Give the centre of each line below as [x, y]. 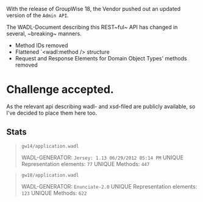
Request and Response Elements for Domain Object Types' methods [101, 58]
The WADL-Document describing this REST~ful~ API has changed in [92, 27]
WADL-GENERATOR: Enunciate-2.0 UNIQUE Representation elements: [109, 186]
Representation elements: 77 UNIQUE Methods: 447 [85, 164]
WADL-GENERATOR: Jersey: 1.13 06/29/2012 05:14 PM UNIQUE [102, 157]
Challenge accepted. [60, 89]
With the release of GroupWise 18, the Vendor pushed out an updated [94, 9]
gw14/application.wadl [50, 146]
